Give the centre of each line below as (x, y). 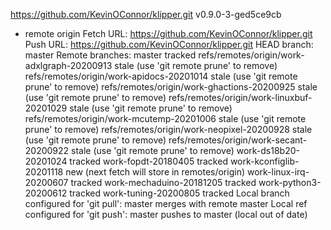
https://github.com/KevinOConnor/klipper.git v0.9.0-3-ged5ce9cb (146, 14)
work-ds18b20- (268, 150)
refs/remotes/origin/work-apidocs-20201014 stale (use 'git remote (161, 76)
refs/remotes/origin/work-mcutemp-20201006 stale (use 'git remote (165, 118)
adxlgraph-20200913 (68, 65)
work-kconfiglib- (264, 161)
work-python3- (290, 182)
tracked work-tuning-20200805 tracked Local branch (179, 193)
